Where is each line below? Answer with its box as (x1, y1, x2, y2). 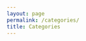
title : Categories (6, 23, 61, 30)
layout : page (6, 10, 45, 17)
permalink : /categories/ (6, 17, 80, 24)
